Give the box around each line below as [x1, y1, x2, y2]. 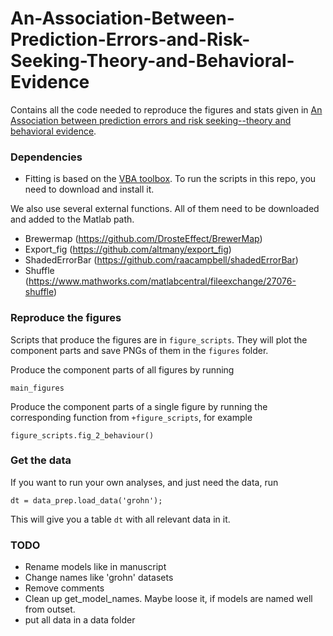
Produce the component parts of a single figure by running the [10, 400, 268, 412]
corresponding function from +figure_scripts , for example [10, 411, 253, 423]
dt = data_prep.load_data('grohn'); [10, 495, 163, 506]
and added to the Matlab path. [10, 213, 135, 226]
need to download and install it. [24, 183, 155, 196]
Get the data [10, 453, 72, 467]
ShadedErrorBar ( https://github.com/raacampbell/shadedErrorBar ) [24, 254, 299, 266]
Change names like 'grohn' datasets [24, 572, 174, 584]
